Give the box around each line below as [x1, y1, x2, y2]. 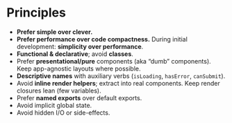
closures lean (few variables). [16, 86, 101, 95]
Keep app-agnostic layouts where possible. [16, 64, 141, 73]
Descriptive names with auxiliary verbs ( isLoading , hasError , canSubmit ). [16, 71, 226, 80]
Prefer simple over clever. [16, 28, 93, 36]
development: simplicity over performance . [16, 42, 144, 50]
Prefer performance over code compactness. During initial [16, 35, 188, 43]
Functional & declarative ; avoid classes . [16, 50, 133, 58]
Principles [6, 5, 67, 21]
